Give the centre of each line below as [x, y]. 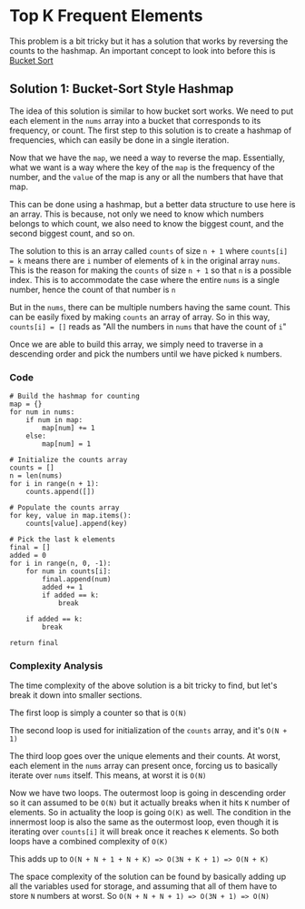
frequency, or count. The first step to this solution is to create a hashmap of [151, 130]
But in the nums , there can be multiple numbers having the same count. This [150, 307]
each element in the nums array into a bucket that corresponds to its [135, 120]
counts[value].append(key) [77, 524]
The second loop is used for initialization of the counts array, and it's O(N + [148, 731]
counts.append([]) [60, 492]
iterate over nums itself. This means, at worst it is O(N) [108, 775]
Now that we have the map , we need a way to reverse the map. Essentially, [148, 157]
